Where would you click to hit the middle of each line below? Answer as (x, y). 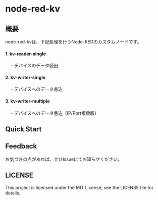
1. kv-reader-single (26, 54)
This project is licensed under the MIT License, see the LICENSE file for (80, 187)
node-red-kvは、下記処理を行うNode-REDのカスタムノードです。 (73, 42)
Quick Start (23, 129)
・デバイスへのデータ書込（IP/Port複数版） (55, 113)
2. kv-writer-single (25, 77)
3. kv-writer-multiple (28, 101)
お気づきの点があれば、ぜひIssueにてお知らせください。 (64, 159)
